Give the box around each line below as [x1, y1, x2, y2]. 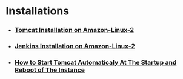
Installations [5, 4, 70, 18]
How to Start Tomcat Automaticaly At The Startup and [14, 58, 177, 66]
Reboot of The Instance [14, 65, 85, 74]
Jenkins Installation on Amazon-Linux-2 [14, 42, 136, 51]
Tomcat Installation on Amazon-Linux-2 [14, 26, 135, 34]
